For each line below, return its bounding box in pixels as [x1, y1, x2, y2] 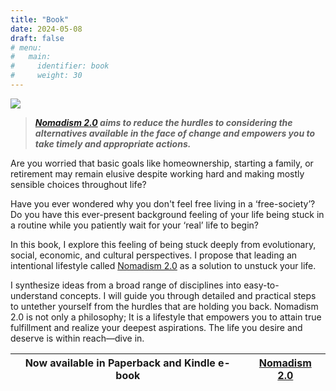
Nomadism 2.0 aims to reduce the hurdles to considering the [34, 116, 293, 128]
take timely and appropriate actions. [34, 137, 192, 150]
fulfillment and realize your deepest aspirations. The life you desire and [10, 321, 303, 333]
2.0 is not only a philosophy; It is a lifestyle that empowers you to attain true [10, 311, 322, 323]
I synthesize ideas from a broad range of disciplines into [10, 279, 242, 291]
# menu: [10, 42, 43, 53]
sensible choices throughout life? [10, 178, 147, 190]
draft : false [10, 33, 65, 43]
